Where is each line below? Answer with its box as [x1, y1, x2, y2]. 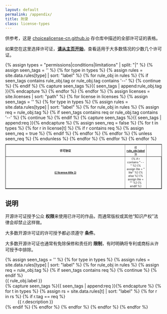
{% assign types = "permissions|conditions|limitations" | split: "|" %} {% [5, 62, 153, 68]
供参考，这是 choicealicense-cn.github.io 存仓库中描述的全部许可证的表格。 [5, 35, 161, 41]
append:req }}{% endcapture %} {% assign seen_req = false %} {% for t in [5, 120, 159, 126]
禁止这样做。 [18, 219, 45, 225]
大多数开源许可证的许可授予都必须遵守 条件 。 [5, 230, 98, 236]
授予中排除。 [9, 247, 36, 252]
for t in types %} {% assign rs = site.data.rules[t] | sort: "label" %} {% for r [5, 288, 158, 294]
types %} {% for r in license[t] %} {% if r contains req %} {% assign [5, 125, 144, 131]
